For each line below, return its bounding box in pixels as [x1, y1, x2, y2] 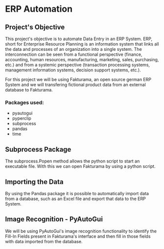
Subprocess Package [5, 145, 71, 154]
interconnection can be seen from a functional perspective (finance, [5, 51, 143, 57]
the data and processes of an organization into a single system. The [5, 46, 142, 52]
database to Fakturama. [5, 87, 53, 92]
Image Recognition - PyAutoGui [5, 215, 103, 224]
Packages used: [5, 99, 44, 106]
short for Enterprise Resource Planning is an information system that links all [5, 41, 159, 47]
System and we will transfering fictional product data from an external [5, 82, 146, 88]
